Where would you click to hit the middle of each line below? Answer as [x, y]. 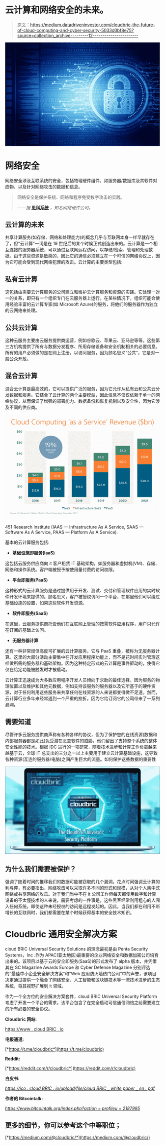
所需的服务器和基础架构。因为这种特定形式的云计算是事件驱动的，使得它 [87, 663]
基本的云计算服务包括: [27, 542]
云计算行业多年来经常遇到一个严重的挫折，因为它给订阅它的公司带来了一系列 [82, 698]
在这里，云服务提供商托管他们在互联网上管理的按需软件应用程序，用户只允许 [82, 624]
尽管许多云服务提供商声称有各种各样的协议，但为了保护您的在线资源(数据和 [81, 734]
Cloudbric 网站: [21, 1019]
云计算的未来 [25, 224]
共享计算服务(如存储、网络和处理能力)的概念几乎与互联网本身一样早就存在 [80, 237]
